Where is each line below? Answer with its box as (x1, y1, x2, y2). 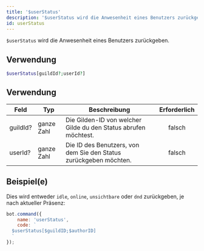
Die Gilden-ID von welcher (66, 115, 141, 124)
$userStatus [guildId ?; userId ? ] (6, 70, 86, 77)
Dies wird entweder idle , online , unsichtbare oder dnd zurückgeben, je (6, 193, 185, 200)
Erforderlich (159, 105, 195, 114)
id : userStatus (6, 20, 45, 26)
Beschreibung (89, 105, 131, 114)
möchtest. (66, 131, 94, 139)
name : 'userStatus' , (17, 216, 69, 222)
